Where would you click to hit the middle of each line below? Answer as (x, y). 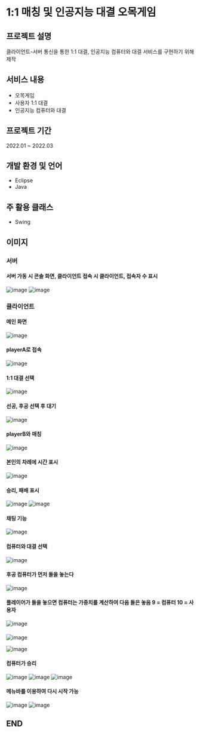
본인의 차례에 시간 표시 (32, 462)
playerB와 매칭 (24, 434)
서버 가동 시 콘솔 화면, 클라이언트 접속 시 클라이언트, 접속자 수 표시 (82, 276)
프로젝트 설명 (29, 36)
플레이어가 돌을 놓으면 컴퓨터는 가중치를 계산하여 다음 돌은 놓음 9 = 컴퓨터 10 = (97, 602)
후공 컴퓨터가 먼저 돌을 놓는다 (40, 575)
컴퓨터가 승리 (21, 663)
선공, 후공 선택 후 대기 (31, 406)
